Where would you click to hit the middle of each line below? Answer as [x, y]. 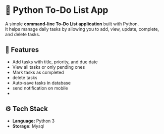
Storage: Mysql [28, 126]
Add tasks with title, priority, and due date [55, 62]
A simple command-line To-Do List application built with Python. [72, 24]
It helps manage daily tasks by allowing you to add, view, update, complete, [82, 29]
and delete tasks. [23, 34]
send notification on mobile [40, 88]
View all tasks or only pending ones [49, 67]
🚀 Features [22, 50]
